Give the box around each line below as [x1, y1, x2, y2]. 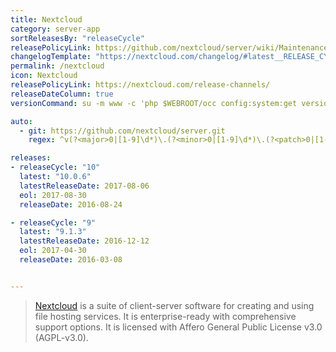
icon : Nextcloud [10, 71, 78, 81]
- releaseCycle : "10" [10, 162, 101, 173]
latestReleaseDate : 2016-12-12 [19, 236, 150, 246]
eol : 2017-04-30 [19, 246, 87, 256]
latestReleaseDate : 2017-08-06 [19, 181, 150, 191]
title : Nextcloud [10, 14, 83, 25]
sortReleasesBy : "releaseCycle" [10, 33, 145, 43]
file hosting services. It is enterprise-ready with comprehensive [34, 310, 297, 322]
